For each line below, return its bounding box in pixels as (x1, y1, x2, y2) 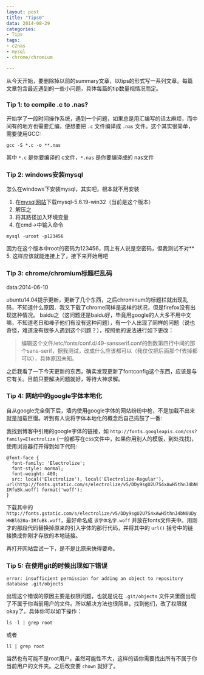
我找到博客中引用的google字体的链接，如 (6, 427, 109, 434)
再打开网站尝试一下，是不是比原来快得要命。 (6, 545, 118, 552)
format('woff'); (41, 487, 83, 493)
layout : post (6, 9, 39, 15)
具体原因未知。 (39, 355, 78, 362)
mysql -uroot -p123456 (6, 233, 64, 239)
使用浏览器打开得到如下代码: (6, 442, 78, 450)
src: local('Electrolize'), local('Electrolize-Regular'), (12, 476, 165, 482)
